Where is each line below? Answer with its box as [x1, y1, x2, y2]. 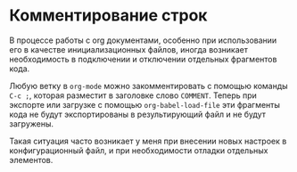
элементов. [9, 154, 54, 165]
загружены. [9, 118, 54, 129]
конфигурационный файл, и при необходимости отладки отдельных [9, 144, 268, 156]
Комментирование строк [9, 5, 208, 26]
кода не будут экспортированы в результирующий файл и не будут [9, 109, 266, 119]
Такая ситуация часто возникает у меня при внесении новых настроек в [9, 135, 287, 146]
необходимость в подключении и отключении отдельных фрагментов [9, 53, 277, 64]
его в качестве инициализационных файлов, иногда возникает [9, 44, 248, 54]
